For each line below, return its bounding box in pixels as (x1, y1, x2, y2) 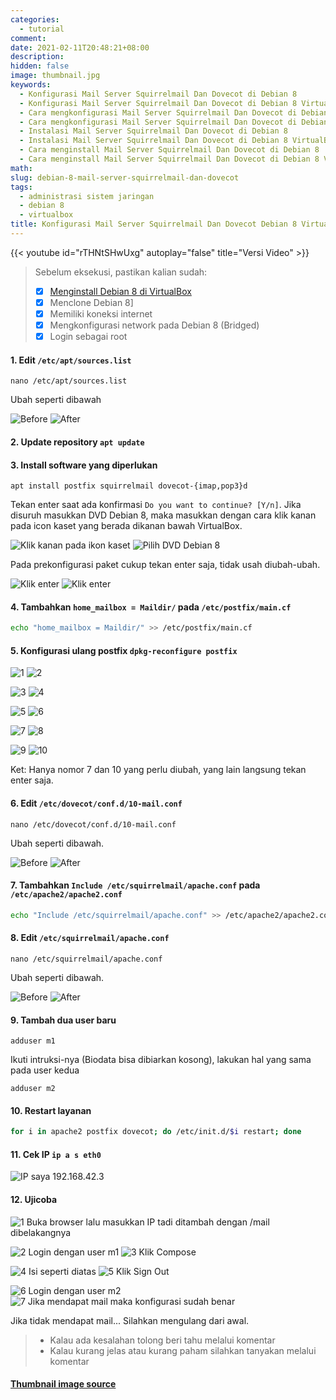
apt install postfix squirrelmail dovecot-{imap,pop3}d (10, 481, 248, 491)
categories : (10, 14, 60, 25)
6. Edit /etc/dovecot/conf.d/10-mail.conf (10, 797, 183, 810)
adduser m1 (10, 1036, 56, 1046)
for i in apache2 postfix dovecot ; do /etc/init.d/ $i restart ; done (10, 1127, 302, 1137)
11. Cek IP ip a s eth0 (10, 1148, 102, 1160)
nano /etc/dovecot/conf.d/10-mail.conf (10, 819, 177, 830)
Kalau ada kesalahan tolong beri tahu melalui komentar (49, 1334, 276, 1346)
